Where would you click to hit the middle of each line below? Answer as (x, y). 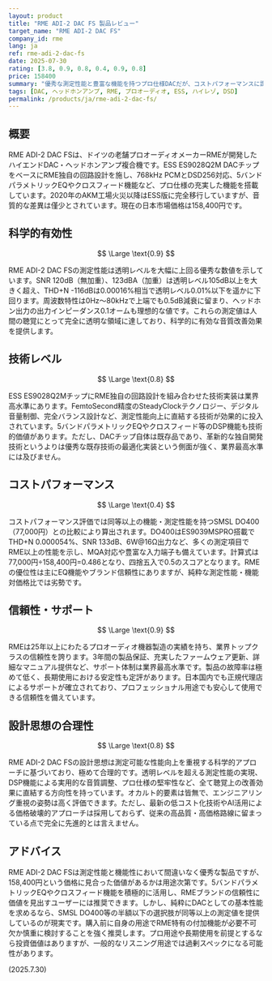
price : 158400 (32, 76)
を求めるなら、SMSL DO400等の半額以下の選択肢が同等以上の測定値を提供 (134, 912)
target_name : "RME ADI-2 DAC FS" (65, 31)
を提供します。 (33, 331)
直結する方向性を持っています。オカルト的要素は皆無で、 (117, 793)
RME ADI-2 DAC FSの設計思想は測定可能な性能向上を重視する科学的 (122, 762)
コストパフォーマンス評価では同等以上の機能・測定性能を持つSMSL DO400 (134, 521)
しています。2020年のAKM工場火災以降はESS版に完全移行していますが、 (131, 195)
